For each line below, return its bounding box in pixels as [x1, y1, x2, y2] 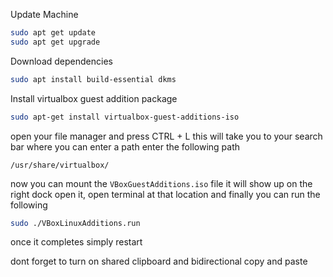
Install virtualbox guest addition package [10, 92, 178, 104]
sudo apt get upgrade [10, 37, 101, 47]
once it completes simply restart [10, 236, 143, 248]
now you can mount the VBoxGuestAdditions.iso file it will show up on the [10, 177, 313, 189]
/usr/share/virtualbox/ [10, 160, 110, 170]
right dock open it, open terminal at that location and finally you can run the [10, 188, 321, 200]
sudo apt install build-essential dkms [10, 74, 177, 84]
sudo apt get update [10, 28, 97, 38]
